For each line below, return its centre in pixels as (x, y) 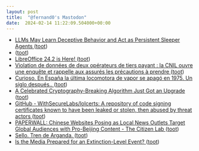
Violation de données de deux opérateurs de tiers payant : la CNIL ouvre (104, 65)
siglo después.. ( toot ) (41, 84)
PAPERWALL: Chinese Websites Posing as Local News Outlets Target (100, 123)
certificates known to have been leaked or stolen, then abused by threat (103, 110)
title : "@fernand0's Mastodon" (46, 17)
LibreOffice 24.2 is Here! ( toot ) (53, 59)
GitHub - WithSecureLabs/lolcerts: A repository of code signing (93, 104)
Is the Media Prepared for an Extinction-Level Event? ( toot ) (87, 142)
